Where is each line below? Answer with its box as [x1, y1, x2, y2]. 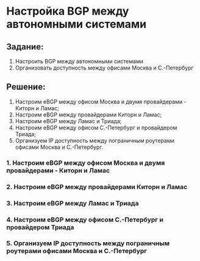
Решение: [6, 82, 46, 92]
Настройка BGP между [6, 4, 129, 18]
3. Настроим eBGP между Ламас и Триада [6, 199, 139, 207]
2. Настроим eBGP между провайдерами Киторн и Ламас [6, 182, 188, 191]
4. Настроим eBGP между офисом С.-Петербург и [6, 215, 163, 224]
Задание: [6, 41, 44, 52]
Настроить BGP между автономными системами [15, 58, 143, 65]
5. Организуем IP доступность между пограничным [6, 239, 170, 248]
